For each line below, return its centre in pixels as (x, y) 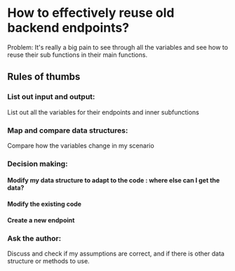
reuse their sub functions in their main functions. (78, 55)
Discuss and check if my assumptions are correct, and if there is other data (116, 253)
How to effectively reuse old (91, 13)
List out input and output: (51, 97)
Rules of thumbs (44, 77)
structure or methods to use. (48, 260)
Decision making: (38, 164)
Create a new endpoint (41, 220)
